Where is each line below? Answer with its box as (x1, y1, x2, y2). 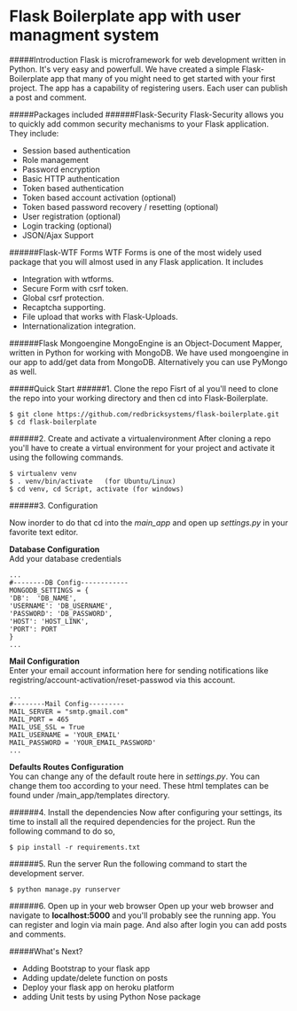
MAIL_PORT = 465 (9, 715, 69, 724)
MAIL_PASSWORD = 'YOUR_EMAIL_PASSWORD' (9, 738, 157, 747)
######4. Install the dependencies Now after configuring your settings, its (9, 806, 283, 817)
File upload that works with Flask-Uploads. (21, 311, 179, 322)
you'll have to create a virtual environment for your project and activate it (9, 442, 275, 453)
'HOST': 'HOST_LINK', (9, 617, 90, 626)
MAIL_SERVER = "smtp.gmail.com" (9, 707, 129, 716)
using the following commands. (9, 452, 124, 463)
